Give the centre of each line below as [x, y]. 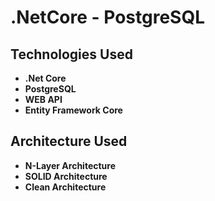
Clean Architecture [65, 187]
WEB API [43, 99]
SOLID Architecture [66, 176]
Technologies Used [71, 54]
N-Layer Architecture [70, 165]
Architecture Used [69, 141]
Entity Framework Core [73, 110]
